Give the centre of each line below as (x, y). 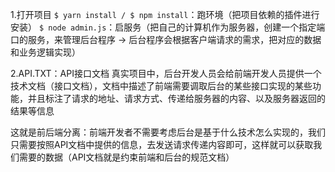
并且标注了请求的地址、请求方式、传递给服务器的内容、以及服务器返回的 (176, 98)
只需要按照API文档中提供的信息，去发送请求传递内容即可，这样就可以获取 (162, 144)
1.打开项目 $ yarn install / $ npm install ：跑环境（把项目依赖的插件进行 (165, 14)
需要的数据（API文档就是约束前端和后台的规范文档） (126, 157)
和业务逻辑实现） (45, 52)
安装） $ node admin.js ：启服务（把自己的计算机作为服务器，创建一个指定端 (168, 27)
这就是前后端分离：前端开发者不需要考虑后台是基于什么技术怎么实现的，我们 (168, 132)
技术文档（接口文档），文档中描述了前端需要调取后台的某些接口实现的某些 (161, 86)
